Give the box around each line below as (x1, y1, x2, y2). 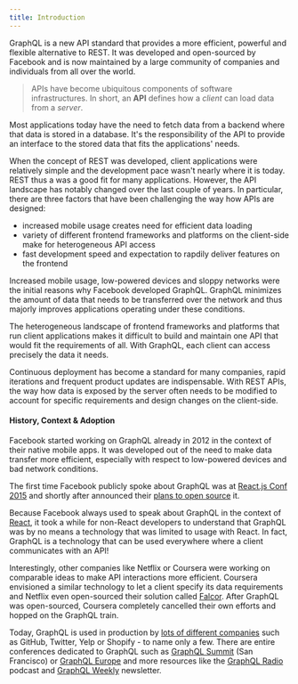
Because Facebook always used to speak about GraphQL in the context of (9, 507, 282, 517)
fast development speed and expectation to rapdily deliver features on (21, 248, 280, 259)
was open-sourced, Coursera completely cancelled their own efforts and (9, 600, 276, 611)
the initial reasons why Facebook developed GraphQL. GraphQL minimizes (9, 284, 282, 295)
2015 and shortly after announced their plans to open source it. (9, 490, 240, 501)
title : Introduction (9, 12, 86, 22)
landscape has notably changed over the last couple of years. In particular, (9, 183, 284, 194)
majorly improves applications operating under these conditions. (9, 304, 246, 314)
